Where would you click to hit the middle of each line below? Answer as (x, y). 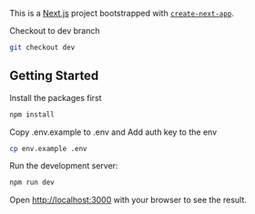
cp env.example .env (49, 148)
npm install (32, 114)
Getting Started (54, 76)
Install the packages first (56, 97)
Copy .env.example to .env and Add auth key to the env (113, 132)
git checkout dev (42, 47)
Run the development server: (64, 166)
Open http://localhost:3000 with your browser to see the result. (128, 200)
